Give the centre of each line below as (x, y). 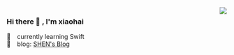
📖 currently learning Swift (45, 37)
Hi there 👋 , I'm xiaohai (45, 22)
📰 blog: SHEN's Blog (38, 44)
